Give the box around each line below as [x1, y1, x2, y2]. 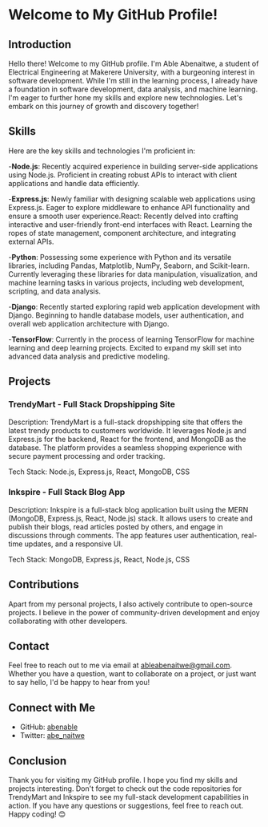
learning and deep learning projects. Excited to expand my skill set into [8, 343, 242, 352]
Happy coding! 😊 [8, 809, 66, 819]
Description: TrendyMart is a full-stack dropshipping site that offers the [8, 417, 243, 427]
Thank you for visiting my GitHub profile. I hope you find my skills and [8, 776, 238, 785]
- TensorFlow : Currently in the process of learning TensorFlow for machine [8, 334, 254, 344]
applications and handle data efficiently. [8, 178, 140, 188]
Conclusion [8, 754, 67, 768]
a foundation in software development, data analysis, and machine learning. [8, 84, 258, 94]
